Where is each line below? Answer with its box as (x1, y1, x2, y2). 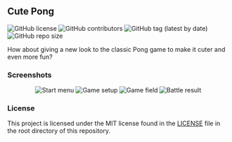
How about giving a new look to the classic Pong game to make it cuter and (7, 45, 226, 53)
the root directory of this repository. (7, 127, 111, 135)
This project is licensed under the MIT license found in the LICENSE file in (7, 119, 221, 128)
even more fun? (7, 52, 53, 61)
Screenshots (7, 70, 52, 80)
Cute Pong (7, 6, 55, 17)
